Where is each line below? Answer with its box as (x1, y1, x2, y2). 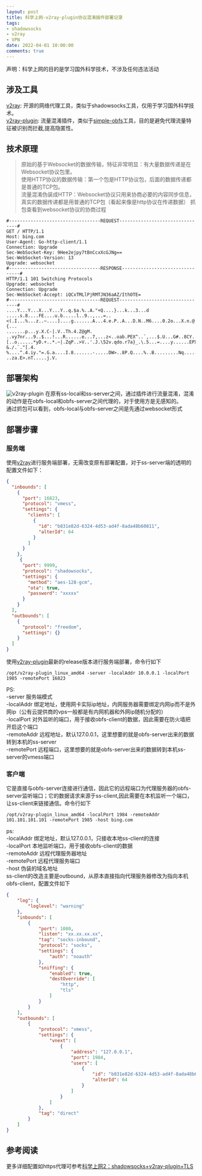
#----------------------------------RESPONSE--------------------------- (6, 266, 195, 272)
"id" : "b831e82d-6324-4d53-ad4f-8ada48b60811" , (38, 523, 161, 529)
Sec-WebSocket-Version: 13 (6, 255, 74, 261)
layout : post (6, 8, 39, 15)
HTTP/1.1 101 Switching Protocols (6, 276, 93, 282)
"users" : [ (70, 1060, 98, 1066)
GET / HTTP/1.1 (6, 228, 44, 235)
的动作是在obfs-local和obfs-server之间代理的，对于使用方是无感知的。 (6, 398, 182, 405)
